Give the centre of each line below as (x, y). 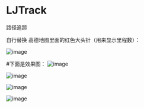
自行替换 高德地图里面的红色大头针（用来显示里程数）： (73, 40)
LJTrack (27, 10)
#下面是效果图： (26, 64)
